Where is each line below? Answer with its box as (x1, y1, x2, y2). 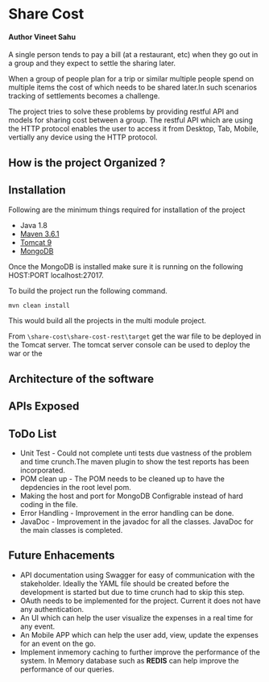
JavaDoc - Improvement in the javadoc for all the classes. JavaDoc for (19, 517, 254, 526)
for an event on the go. (19, 638, 97, 648)
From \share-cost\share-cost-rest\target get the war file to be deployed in (8, 331, 262, 341)
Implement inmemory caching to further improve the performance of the (19, 647, 260, 657)
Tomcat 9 (19, 237, 52, 247)
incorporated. (19, 465, 66, 476)
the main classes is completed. (19, 526, 123, 535)
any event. (19, 622, 56, 631)
